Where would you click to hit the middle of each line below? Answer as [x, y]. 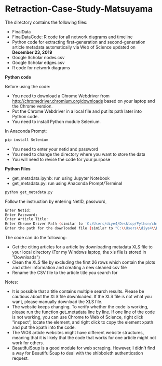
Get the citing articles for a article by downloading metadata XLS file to [82, 247]
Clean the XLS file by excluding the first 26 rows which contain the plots [83, 262]
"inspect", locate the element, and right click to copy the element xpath [82, 322]
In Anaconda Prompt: [26, 131]
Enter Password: [21, 215]
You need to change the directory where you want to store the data [79, 154]
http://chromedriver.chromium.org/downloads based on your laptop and [83, 101]
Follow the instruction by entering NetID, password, [56, 201]
